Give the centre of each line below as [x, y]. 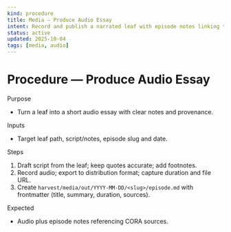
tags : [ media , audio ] [38, 45]
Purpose [19, 98]
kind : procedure [30, 13]
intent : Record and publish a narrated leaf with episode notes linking [113, 26]
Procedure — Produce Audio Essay [109, 80]
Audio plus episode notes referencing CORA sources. [92, 221]
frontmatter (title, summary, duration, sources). [84, 194]
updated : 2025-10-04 [37, 39]
